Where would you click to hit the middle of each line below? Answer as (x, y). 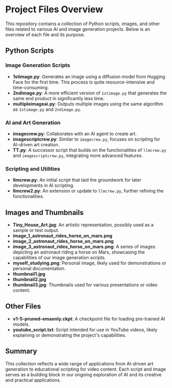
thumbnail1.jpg (29, 274)
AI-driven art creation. (36, 144)
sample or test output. (36, 230)
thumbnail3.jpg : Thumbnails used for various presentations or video (85, 285)
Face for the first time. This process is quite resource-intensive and (84, 82)
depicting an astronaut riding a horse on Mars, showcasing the (79, 252)
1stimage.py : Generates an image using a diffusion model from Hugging (89, 76)
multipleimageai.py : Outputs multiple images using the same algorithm (88, 104)
